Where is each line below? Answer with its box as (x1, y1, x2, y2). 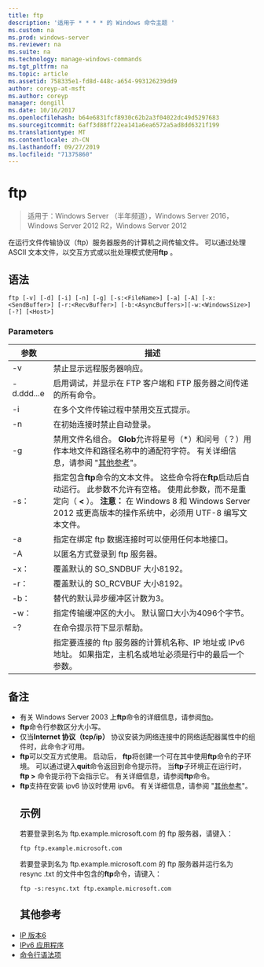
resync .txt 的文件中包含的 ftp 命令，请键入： (19, 869, 163, 878)
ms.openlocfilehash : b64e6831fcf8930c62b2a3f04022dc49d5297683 (8, 114, 220, 122)
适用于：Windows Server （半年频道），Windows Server (27, 211, 209, 221)
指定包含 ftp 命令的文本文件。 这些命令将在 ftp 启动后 (53, 472, 242, 483)
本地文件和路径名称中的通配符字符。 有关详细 (60, 446, 229, 457)
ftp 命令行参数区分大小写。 (19, 722, 105, 732)
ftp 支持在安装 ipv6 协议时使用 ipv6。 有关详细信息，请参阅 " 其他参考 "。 (19, 781, 252, 791)
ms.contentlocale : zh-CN (8, 135, 90, 144)
